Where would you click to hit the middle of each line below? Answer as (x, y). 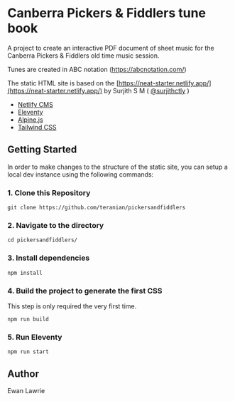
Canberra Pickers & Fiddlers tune (107, 13)
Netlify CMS (35, 104)
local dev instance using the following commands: (81, 174)
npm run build (28, 319)
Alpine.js (31, 120)
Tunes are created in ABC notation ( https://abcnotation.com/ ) (97, 69)
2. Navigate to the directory (56, 225)
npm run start (28, 352)
